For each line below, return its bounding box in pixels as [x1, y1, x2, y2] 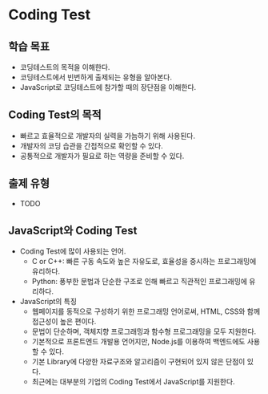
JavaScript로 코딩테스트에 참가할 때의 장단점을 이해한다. [19, 83, 197, 91]
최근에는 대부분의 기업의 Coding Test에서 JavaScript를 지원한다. [31, 377, 235, 387]
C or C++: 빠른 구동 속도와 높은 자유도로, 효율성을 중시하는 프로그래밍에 [31, 257, 257, 266]
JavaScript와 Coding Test [8, 224, 138, 238]
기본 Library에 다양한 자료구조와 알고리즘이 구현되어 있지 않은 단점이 [31, 357, 246, 367]
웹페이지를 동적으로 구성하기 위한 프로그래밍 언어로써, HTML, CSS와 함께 [31, 307, 261, 316]
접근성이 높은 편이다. [31, 317, 97, 327]
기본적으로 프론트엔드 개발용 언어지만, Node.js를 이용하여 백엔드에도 [31, 337, 246, 347]
